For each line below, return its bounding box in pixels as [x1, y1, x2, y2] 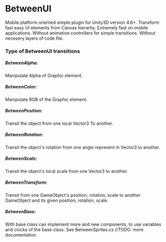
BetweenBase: [5, 209, 36, 215]
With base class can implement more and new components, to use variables [5, 221, 162, 227]
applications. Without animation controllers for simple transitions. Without [5, 30, 156, 36]
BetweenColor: [5, 84, 37, 90]
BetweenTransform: [5, 179, 48, 185]
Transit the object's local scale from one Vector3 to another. [5, 168, 128, 174]
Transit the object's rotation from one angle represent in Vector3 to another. [5, 144, 161, 150]
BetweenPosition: [5, 108, 43, 114]
